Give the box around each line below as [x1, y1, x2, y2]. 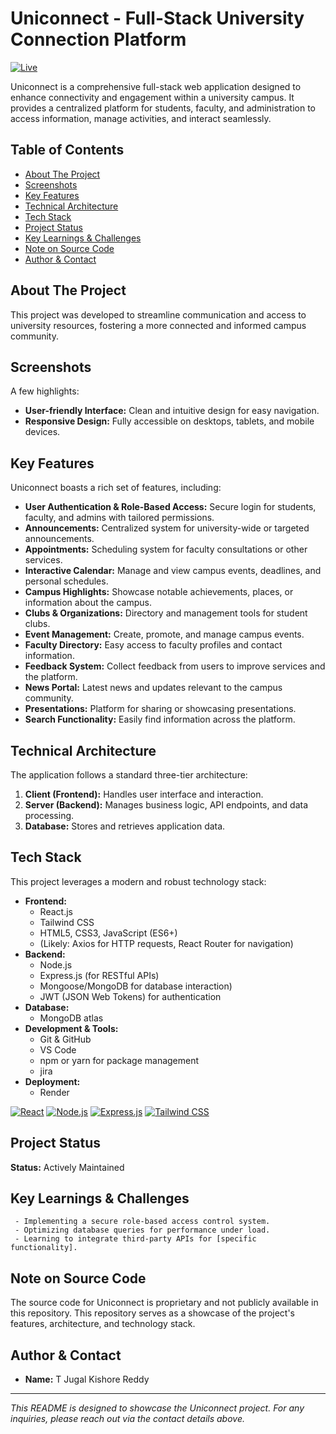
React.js [39, 905, 73, 917]
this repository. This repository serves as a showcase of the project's [10, 1307, 295, 1319]
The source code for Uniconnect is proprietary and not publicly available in [10, 1297, 319, 1309]
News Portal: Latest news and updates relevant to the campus [24, 682, 283, 694]
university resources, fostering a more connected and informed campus [10, 319, 307, 331]
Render [39, 1086, 70, 1098]
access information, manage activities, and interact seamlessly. [10, 112, 272, 124]
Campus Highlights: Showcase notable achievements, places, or [24, 586, 294, 598]
